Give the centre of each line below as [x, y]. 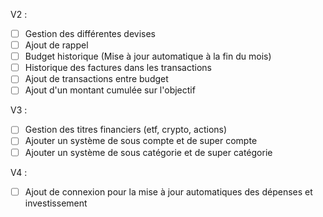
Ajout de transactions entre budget [96, 79]
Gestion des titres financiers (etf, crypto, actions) [126, 130]
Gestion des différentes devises [90, 33]
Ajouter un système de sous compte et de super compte [141, 141]
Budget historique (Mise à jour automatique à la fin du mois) [148, 56]
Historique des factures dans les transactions [118, 68]
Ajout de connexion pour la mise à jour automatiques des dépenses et [168, 191]
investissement [56, 203]
